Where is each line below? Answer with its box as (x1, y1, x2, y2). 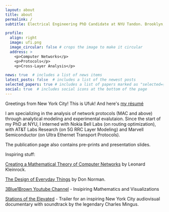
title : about (5, 12, 33, 17)
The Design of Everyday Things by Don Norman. (5, 176, 106, 182)
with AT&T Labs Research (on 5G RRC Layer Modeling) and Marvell (5, 126, 144, 132)
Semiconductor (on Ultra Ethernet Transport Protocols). (5, 132, 120, 138)
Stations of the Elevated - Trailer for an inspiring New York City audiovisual (5, 195, 160, 202)
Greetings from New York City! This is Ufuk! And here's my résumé (5, 100, 144, 107)
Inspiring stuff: (5, 151, 36, 157)
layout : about (5, 7, 35, 13)
